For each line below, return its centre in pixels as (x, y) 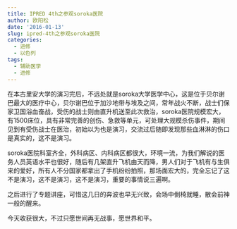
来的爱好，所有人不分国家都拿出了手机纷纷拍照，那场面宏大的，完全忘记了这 (119, 171)
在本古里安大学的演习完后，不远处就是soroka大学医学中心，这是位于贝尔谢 (116, 94)
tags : (15, 60)
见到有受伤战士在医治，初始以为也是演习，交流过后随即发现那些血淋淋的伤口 (119, 129)
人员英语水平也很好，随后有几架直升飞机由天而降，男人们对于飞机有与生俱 (121, 161)
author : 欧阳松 (28, 20)
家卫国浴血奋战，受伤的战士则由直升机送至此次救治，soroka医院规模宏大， (116, 111)
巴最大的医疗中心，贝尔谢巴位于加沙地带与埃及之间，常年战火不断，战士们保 (119, 102)
